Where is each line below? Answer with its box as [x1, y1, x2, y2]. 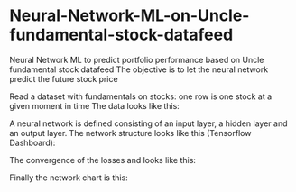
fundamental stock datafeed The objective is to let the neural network [9, 64, 269, 75]
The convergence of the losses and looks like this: [9, 154, 197, 165]
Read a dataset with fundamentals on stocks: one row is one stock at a [9, 91, 273, 102]
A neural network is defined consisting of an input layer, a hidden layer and [9, 118, 288, 129]
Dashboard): [9, 137, 56, 148]
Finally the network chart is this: [9, 172, 128, 183]
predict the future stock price [9, 73, 119, 84]
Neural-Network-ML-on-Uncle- [9, 5, 250, 26]
